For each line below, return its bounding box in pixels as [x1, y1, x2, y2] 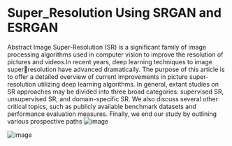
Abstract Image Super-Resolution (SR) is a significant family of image [7, 43, 207, 51]
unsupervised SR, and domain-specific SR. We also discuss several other [7, 94, 219, 103]
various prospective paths [7, 117, 82, 125]
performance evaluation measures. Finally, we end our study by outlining [7, 110, 217, 118]
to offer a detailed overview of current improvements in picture [7, 72, 188, 81]
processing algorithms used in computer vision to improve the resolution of [7, 50, 224, 59]
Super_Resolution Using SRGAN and [7, 5, 222, 21]
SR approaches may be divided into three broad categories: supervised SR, [7, 87, 224, 96]
